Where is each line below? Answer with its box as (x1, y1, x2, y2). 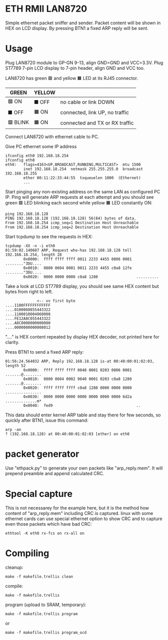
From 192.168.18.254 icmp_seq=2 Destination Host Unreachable (5, 225, 139, 230)
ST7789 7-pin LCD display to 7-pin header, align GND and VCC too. (5, 65, 145, 71)
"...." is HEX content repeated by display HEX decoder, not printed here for (5, 333, 160, 339)
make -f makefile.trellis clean (5, 574, 73, 579)
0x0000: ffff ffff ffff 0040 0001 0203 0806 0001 (23, 367, 132, 372)
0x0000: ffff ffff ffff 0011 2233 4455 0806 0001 (23, 257, 132, 262)
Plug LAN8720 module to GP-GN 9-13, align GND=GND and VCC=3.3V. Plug (5, 59, 163, 66)
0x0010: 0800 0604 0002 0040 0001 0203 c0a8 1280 (23, 376, 132, 381)
